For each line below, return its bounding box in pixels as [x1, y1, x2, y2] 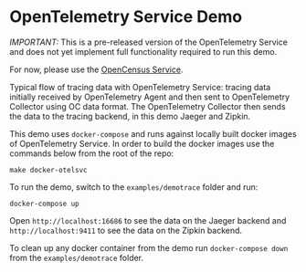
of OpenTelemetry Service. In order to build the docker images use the [9, 138, 275, 149]
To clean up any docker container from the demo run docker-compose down [9, 242, 289, 253]
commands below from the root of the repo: [9, 148, 174, 159]
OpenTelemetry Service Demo [9, 6, 243, 27]
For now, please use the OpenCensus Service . [9, 64, 184, 75]
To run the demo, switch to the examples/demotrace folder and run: [9, 181, 259, 193]
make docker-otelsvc [9, 165, 89, 174]
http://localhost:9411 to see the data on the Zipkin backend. [9, 225, 243, 235]
